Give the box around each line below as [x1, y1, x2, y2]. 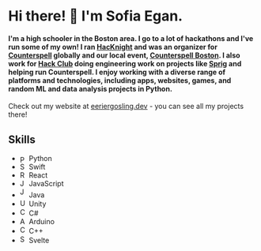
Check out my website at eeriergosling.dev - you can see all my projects [8, 102, 244, 111]
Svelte [28, 236, 50, 245]
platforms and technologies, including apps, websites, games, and [8, 75, 232, 85]
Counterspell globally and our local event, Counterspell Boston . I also [8, 51, 240, 60]
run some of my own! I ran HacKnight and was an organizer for [8, 42, 217, 51]
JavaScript [28, 179, 64, 189]
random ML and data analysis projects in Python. [8, 84, 172, 93]
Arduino [28, 217, 55, 227]
